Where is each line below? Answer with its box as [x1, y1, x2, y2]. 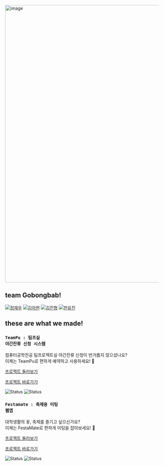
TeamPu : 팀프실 [5, 335, 40, 341]
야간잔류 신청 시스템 [5, 341, 45, 347]
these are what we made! [5, 319, 83, 328]
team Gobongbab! [5, 291, 61, 299]
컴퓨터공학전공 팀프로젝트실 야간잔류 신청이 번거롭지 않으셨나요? [5, 352, 128, 358]
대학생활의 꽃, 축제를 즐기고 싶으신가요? [5, 418, 81, 424]
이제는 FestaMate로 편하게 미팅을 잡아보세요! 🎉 [5, 425, 95, 431]
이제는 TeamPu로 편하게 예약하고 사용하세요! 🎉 [5, 358, 95, 364]
